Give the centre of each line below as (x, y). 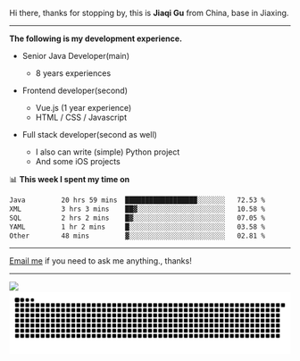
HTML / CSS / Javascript (81, 117)
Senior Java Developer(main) (75, 56)
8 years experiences (73, 73)
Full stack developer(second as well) (90, 134)
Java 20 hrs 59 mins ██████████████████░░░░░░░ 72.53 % (137, 200)
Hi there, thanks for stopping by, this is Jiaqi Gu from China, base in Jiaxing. (149, 13)
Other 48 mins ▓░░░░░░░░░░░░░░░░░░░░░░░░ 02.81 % (137, 236)
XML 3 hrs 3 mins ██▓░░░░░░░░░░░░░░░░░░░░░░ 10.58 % (137, 209)
